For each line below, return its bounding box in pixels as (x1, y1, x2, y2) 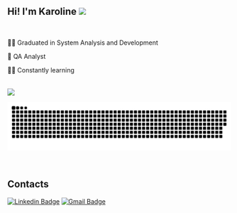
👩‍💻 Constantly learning (7, 65, 75, 74)
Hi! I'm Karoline (7, 6, 77, 18)
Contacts (7, 178, 50, 190)
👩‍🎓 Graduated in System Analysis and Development (7, 38, 158, 47)
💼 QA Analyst (7, 52, 46, 60)
